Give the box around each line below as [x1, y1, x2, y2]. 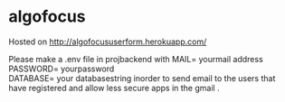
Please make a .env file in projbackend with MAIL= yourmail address [8, 53, 263, 64]
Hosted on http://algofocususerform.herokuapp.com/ [8, 36, 207, 47]
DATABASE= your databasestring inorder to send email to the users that [8, 72, 276, 83]
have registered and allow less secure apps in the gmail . [8, 82, 220, 93]
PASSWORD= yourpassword [8, 63, 115, 74]
